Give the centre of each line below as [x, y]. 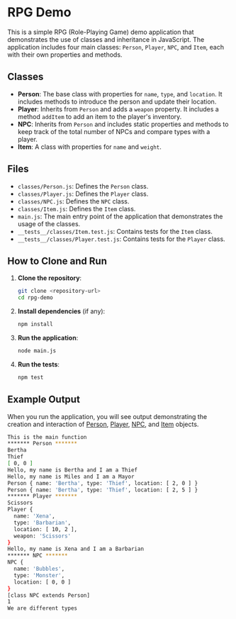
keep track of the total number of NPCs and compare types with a [114, 131]
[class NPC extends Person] [49, 595]
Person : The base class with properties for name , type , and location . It [120, 94]
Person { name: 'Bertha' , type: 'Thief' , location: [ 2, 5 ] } [103, 490]
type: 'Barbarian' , [43, 523]
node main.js [37, 351]
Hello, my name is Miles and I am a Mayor [71, 476]
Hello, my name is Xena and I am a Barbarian [75, 549]
